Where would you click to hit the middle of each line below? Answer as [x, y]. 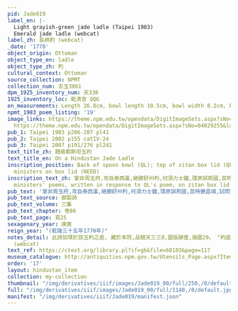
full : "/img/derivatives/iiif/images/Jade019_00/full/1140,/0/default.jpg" [121, 290]
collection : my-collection [47, 276]
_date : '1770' [28, 47]
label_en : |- [27, 20]
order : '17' [25, 264]
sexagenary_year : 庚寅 [40, 224]
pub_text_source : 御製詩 [42, 198]
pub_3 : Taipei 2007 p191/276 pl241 [60, 146]
